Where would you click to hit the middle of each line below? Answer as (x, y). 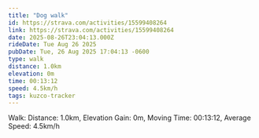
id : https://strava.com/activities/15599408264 (88, 23)
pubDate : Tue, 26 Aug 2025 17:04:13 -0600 (79, 52)
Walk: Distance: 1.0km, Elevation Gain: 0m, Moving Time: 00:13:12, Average (130, 118)
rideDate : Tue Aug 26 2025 (52, 45)
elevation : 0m (31, 74)
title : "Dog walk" (38, 15)
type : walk (26, 60)
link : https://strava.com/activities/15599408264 (91, 30)
